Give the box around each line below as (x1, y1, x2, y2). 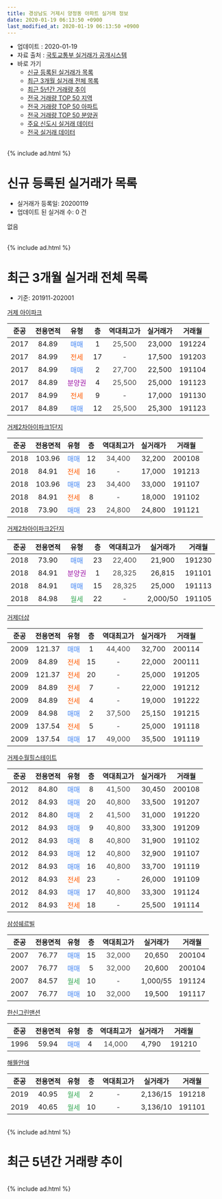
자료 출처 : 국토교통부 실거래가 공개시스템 (16, 51, 127, 59)
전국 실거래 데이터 (27, 128, 75, 137)
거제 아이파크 (7, 308, 42, 316)
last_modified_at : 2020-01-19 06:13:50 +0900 (7, 23, 139, 30)
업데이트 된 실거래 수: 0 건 (16, 208, 87, 216)
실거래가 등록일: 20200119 (16, 200, 89, 208)
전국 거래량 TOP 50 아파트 (27, 102, 98, 110)
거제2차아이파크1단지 (7, 423, 64, 431)
